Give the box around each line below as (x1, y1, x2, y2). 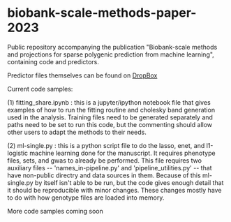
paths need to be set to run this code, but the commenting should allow (7, 120, 213, 128)
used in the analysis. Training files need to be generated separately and (7, 113, 213, 121)
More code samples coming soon (7, 207, 103, 215)
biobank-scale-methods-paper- (7, 5, 197, 21)
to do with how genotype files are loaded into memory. (7, 193, 165, 202)
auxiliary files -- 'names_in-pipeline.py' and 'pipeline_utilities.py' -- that (7, 163, 212, 172)
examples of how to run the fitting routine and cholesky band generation (7, 105, 215, 114)
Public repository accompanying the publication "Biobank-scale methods (7, 43, 218, 51)
